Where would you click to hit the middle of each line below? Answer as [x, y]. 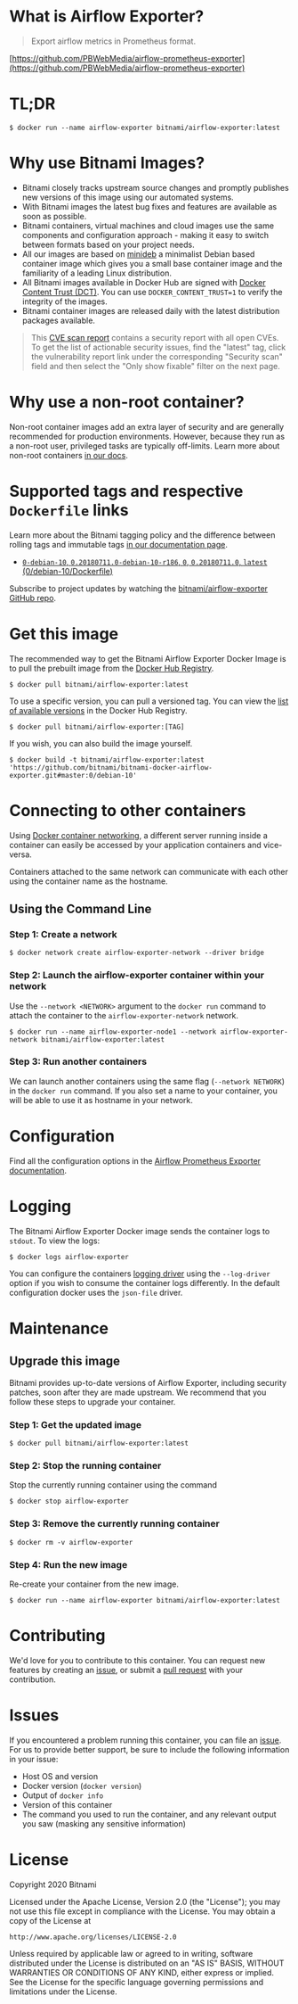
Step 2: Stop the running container [85, 1465]
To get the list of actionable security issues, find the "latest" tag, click [158, 347]
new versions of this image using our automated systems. [128, 197]
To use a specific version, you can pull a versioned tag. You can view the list [149, 701]
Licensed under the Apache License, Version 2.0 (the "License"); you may [145, 1901]
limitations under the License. [63, 1992]
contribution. [32, 1679]
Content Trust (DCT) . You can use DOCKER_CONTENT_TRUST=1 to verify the [152, 292]
